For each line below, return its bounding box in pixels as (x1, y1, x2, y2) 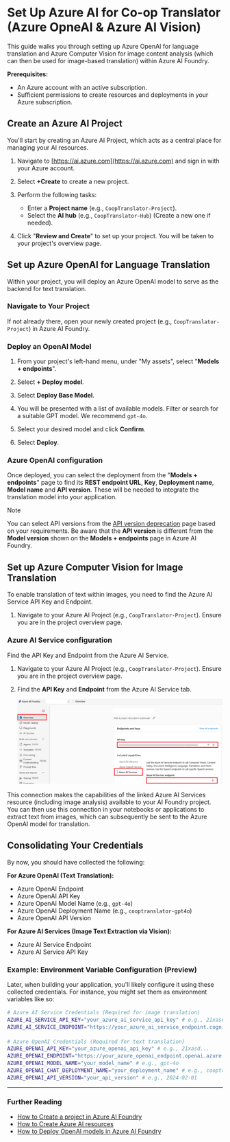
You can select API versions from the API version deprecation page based (7, 520, 216, 528)
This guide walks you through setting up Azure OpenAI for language (7, 42, 199, 50)
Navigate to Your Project (7, 301, 90, 311)
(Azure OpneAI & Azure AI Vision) (7, 19, 201, 35)
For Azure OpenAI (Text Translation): (7, 871, 114, 880)
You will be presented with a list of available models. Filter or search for (16, 404, 219, 413)
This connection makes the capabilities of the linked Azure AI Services (7, 790, 206, 799)
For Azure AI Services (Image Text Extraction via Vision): (7, 927, 172, 935)
